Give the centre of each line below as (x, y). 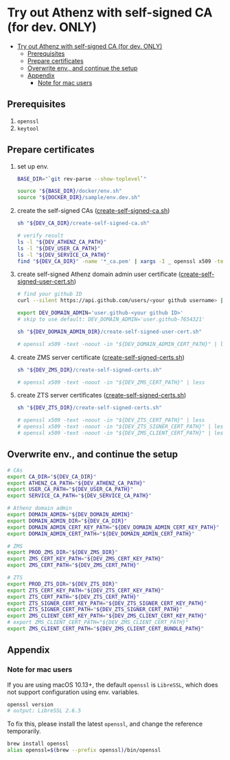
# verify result (40, 236)
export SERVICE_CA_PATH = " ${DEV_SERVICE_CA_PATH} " (80, 496)
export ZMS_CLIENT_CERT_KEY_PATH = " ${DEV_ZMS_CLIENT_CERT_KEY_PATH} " (107, 616)
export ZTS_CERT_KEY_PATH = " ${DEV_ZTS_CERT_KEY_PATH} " (86, 590)
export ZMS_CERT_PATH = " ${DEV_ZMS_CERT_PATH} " (73, 565)
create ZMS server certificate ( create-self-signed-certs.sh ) (101, 357)
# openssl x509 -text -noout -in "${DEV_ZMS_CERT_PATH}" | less (111, 382)
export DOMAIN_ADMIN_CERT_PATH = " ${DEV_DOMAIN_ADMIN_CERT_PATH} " (101, 533)
